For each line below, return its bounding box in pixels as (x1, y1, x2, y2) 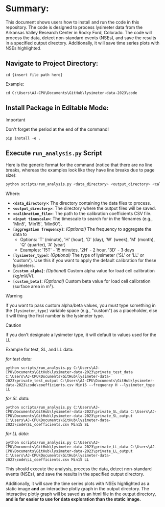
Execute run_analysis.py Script (5, 149, 102, 157)
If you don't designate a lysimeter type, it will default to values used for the (5, 332, 157, 338)
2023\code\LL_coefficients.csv (5, 458, 70, 462)
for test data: (5, 356, 32, 362)
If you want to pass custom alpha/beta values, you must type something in (5, 302, 156, 309)
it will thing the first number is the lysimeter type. (5, 313, 104, 319)
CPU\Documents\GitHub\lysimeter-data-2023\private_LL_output (5, 449, 133, 454)
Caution (5, 322, 22, 328)
